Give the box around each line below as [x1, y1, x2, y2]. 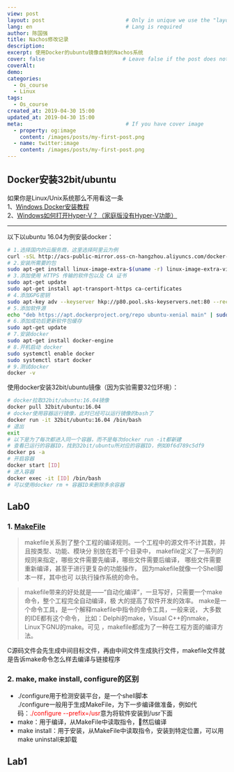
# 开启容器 [7, 455, 35, 462]
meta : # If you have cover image [7, 120, 204, 128]
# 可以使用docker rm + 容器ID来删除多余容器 [7, 481, 125, 488]
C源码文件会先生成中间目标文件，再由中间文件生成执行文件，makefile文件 [7, 646, 219, 655]
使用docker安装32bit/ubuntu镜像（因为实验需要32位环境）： [7, 383, 179, 391]
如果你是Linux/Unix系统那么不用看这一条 [7, 193, 124, 202]
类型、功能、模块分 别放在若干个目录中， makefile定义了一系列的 [36, 547, 224, 555]
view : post [7, 10, 39, 17]
